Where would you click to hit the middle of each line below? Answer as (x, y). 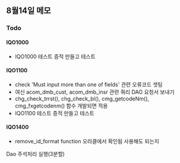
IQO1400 (17, 127)
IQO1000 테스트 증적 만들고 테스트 (55, 56)
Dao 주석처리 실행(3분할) (36, 153)
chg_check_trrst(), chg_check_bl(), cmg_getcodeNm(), (82, 99)
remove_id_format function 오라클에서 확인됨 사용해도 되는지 (87, 141)
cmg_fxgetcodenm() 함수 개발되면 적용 (61, 106)
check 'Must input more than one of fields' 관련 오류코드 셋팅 (89, 84)
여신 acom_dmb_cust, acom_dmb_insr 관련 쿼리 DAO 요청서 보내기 (94, 92)
